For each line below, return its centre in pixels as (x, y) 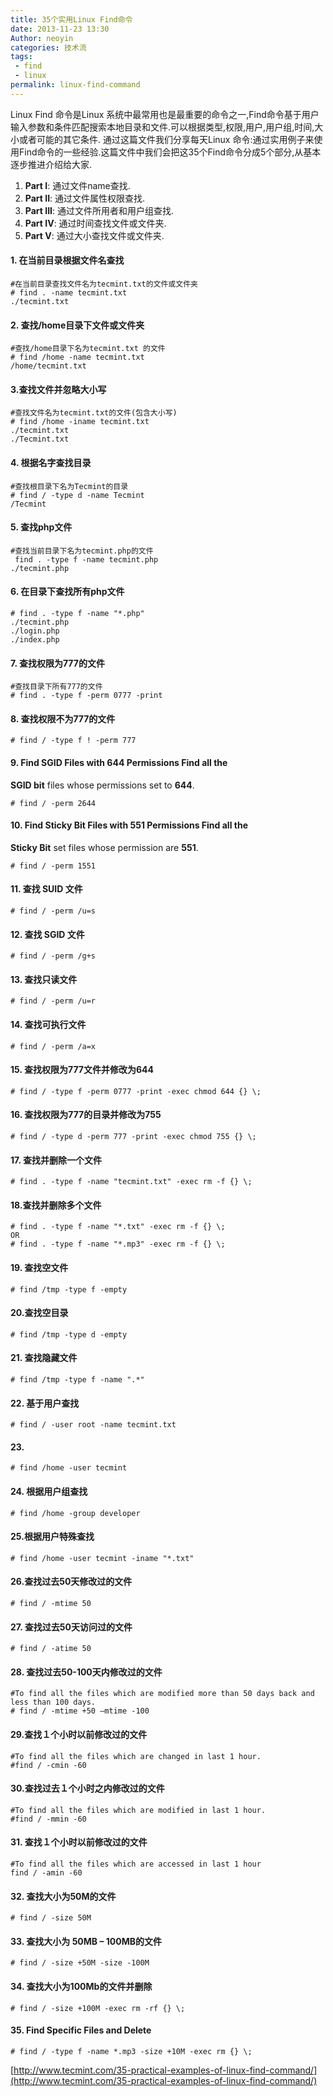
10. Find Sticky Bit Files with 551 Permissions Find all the (129, 825)
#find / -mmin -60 (48, 1819)
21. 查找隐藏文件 (44, 1358)
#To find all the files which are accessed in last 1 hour (136, 1864)
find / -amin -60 (46, 1873)
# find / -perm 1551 (53, 866)
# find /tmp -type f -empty (69, 1289)
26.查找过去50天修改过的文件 (71, 1582)
